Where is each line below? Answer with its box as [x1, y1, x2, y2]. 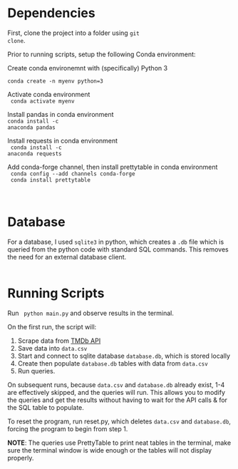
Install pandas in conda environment [7, 110, 114, 118]
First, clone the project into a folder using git [7, 29, 140, 37]
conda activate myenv [10, 98, 75, 105]
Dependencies [7, 5, 95, 21]
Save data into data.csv [17, 344, 88, 352]
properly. [7, 453, 34, 462]
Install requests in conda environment [7, 136, 118, 145]
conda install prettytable [10, 176, 91, 183]
